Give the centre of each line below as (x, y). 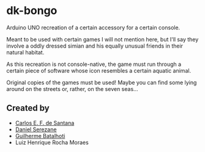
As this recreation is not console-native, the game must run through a (94, 64)
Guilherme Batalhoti (40, 136)
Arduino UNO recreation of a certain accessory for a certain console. (93, 27)
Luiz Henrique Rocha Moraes (52, 142)
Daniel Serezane (36, 129)
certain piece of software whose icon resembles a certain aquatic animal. (99, 70)
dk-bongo (32, 11)
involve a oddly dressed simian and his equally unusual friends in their (95, 46)
